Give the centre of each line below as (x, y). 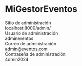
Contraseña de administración (35, 54)
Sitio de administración (28, 23)
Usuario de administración (31, 33)
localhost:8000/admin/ (28, 28)
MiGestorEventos (41, 9)
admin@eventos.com (26, 49)
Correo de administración (31, 43)
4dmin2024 (17, 59)
